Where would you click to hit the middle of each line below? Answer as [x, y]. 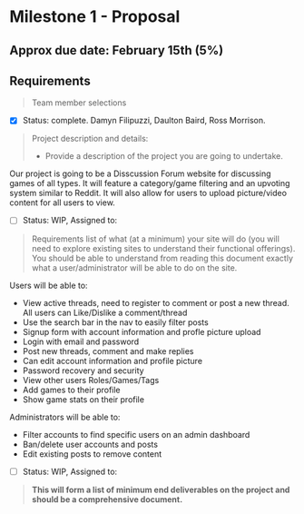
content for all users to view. [62, 203]
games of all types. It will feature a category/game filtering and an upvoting [150, 183]
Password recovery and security [83, 371]
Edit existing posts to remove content [92, 454]
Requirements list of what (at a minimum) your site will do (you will [155, 239]
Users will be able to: [49, 285]
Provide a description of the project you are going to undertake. [164, 156]
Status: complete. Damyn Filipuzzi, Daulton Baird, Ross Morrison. [144, 121]
